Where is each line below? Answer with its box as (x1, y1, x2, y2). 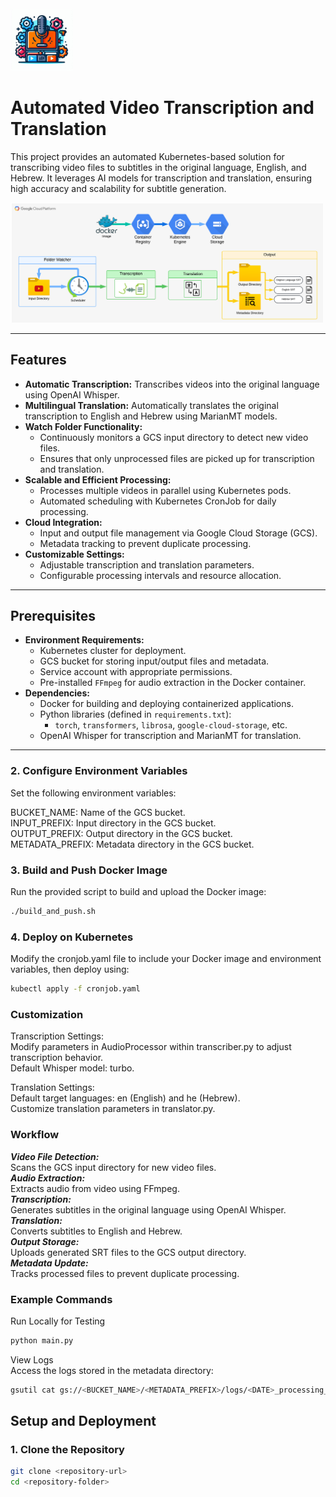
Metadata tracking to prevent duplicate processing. (39, 537, 252, 549)
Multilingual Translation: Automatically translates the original (24, 399, 279, 411)
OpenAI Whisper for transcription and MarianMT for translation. (39, 730, 302, 742)
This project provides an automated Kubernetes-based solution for (10, 150, 285, 162)
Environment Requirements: (24, 634, 145, 646)
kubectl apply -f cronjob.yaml (10, 984, 141, 994)
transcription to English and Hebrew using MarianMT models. (24, 410, 278, 422)
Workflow (10, 1128, 60, 1142)
